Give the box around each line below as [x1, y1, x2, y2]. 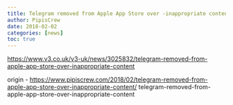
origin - [7, 75, 28, 84]
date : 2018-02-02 [7, 23, 58, 30]
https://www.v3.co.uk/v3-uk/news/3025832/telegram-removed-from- [7, 55, 208, 63]
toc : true [7, 36, 36, 43]
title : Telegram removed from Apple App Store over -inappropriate [7, 10, 207, 17]
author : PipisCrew [7, 17, 60, 23]
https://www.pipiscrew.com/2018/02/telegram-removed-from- [29, 75, 208, 84]
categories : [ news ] [7, 29, 64, 37]
